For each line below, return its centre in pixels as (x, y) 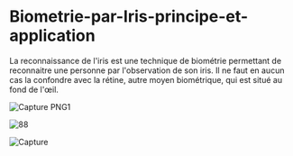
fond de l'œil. (34, 89)
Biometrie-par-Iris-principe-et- (129, 17)
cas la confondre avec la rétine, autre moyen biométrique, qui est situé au (146, 79)
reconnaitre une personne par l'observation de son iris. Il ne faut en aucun (147, 70)
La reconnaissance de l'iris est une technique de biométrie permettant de (146, 60)
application (53, 36)
